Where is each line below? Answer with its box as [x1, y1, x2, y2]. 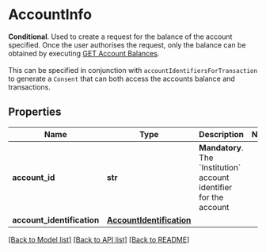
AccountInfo [8, 6, 93, 24]
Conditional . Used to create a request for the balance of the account [8, 32, 233, 41]
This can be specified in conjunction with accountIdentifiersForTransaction [8, 65, 258, 74]
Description [199, 128, 244, 139]
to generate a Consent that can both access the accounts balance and [8, 74, 235, 83]
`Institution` [199, 162, 241, 173]
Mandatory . [199, 142, 244, 153]
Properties [8, 105, 62, 119]
